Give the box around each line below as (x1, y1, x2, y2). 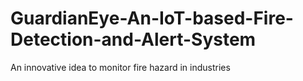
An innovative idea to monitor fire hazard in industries (10, 61, 231, 73)
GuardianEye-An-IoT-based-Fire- (10, 7, 294, 30)
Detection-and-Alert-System (10, 28, 257, 51)
